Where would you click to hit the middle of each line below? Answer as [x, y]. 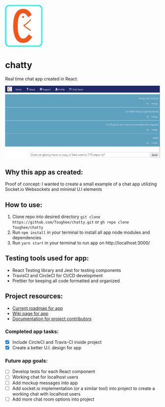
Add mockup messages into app [45, 383]
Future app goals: [27, 361]
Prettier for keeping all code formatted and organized [66, 281]
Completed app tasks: [32, 332]
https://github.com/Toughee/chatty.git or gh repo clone [70, 222]
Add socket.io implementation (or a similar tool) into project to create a [83, 388]
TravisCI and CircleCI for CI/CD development [57, 275]
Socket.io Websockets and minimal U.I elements [54, 189]
